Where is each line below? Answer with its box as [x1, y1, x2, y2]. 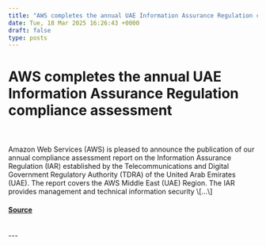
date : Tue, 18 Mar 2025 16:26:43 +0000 [8, 19, 140, 27]
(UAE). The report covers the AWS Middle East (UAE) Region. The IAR [8, 178, 235, 188]
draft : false [8, 26, 51, 34]
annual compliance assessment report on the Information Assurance [8, 153, 232, 163]
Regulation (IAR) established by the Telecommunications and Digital [8, 162, 230, 171]
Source [8, 205, 33, 214]
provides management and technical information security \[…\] [8, 187, 213, 197]
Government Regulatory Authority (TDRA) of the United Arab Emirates [8, 170, 236, 179]
